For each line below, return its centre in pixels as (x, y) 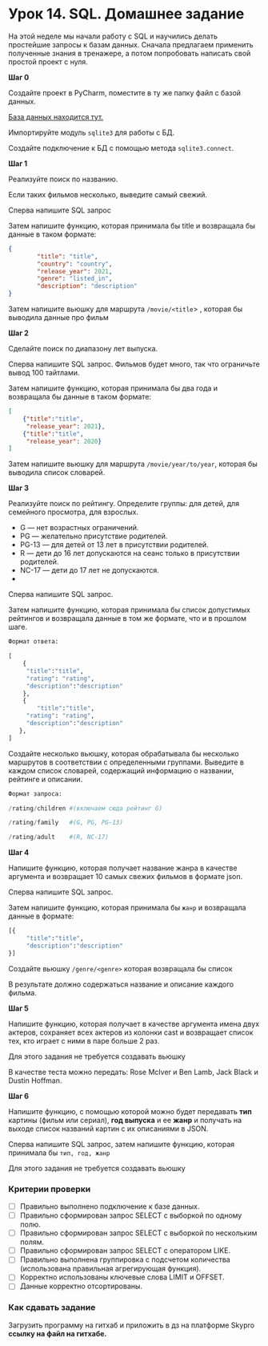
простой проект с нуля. (48, 62)
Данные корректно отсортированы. (81, 1286)
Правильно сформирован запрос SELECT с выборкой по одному (131, 1215)
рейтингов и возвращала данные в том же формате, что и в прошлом (127, 618)
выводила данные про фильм (59, 318)
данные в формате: (41, 916)
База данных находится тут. (56, 116)
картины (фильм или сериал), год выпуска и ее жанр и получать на (125, 1120)
